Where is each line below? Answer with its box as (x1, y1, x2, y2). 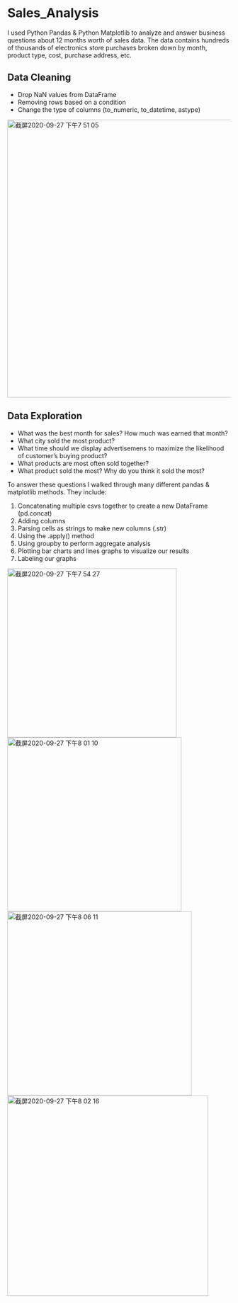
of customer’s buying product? (17, 451, 108, 460)
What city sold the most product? (17, 436, 115, 445)
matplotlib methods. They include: (7, 487, 107, 496)
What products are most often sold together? (17, 459, 149, 467)
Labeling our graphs (17, 554, 76, 562)
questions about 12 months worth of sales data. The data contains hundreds (7, 35, 229, 44)
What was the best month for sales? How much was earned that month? (17, 428, 228, 437)
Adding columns (17, 516, 66, 525)
